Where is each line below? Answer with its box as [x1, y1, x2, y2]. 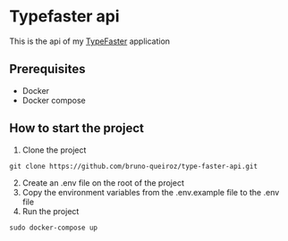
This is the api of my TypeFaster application [9, 36, 171, 46]
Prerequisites [9, 62, 86, 77]
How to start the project [9, 120, 145, 136]
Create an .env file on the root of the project [21, 177, 185, 188]
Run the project [21, 205, 80, 216]
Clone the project [21, 145, 87, 155]
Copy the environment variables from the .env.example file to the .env [21, 187, 280, 197]
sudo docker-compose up [9, 223, 98, 232]
